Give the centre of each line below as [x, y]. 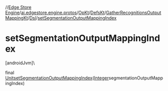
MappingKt [17, 18]
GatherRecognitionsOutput [134, 13]
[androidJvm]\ [20, 63]
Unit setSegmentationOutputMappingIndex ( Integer [57, 78]
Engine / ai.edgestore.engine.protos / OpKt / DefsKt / [56, 13]
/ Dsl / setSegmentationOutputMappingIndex [72, 18]
